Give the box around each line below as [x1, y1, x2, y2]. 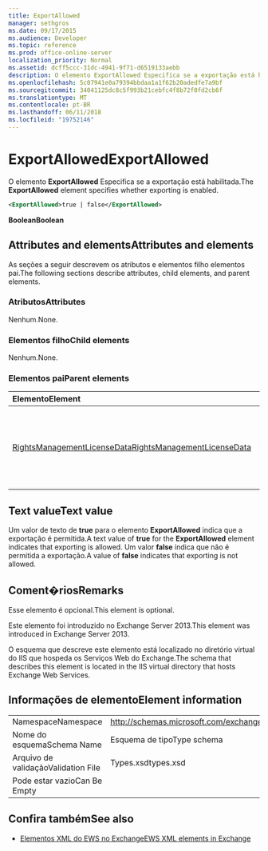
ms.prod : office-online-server [8, 49, 112, 57]
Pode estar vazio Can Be [12, 775, 102, 786]
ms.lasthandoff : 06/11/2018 [8, 109, 102, 117]
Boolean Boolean [8, 215, 65, 225]
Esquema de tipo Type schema [110, 733, 223, 745]
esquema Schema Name [12, 739, 102, 750]
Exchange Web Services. [8, 670, 91, 680]
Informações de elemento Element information [8, 693, 242, 707]
